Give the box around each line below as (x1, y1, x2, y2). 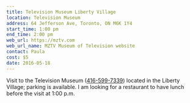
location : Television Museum (6, 15, 81, 21)
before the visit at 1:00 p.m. (6, 90, 75, 97)
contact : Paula (6, 49, 45, 55)
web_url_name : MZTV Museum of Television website (6, 43, 136, 49)
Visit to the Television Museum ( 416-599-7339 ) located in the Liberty (6, 77, 180, 84)
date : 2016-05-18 (6, 60, 51, 66)
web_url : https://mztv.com (6, 37, 75, 43)
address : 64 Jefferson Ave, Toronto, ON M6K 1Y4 (6, 20, 133, 26)
